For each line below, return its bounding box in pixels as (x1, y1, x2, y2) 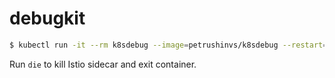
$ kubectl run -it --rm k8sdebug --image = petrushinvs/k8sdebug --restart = (9, 40, 328, 50)
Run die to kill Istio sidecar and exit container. (9, 58, 197, 70)
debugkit (9, 7, 86, 30)
